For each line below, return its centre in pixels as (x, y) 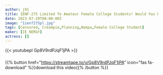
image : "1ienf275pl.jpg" (30, 23)
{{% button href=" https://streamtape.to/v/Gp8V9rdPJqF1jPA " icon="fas (76, 62)
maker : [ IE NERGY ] (24, 32)
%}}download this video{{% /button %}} (68, 67)
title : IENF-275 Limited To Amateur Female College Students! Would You (80, 14)
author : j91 (17, 9)
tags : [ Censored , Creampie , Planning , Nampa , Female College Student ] (75, 28)
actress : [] (17, 37)
